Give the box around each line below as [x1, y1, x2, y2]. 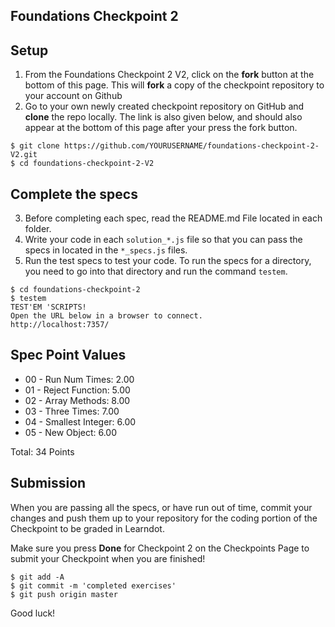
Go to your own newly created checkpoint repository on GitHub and [24, 100, 305, 113]
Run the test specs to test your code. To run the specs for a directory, [24, 255, 312, 267]
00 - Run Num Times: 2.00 [24, 373, 135, 385]
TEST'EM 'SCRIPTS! [10, 302, 87, 313]
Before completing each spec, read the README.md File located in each [24, 212, 323, 224]
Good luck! [10, 607, 56, 619]
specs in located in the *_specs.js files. [24, 244, 188, 256]
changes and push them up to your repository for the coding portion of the [10, 512, 318, 524]
